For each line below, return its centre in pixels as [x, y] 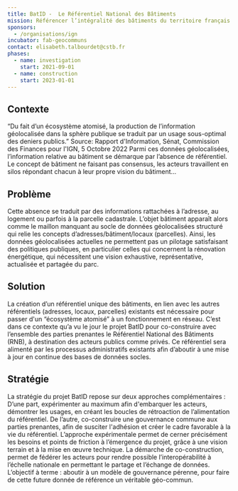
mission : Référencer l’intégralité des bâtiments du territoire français [119, 21]
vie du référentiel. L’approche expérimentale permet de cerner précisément [118, 434]
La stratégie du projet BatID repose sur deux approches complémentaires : [117, 396]
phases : [19, 54]
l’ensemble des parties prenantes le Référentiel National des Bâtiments [111, 334]
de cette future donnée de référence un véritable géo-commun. [101, 480]
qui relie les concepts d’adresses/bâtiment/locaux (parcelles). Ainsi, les [112, 234]
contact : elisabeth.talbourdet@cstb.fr [66, 47]
